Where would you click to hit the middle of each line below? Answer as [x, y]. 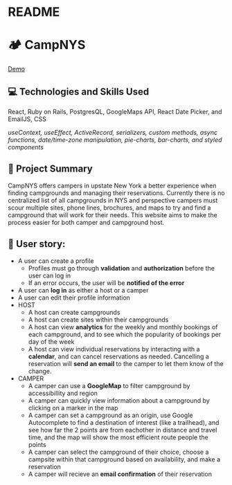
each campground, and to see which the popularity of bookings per [124, 334]
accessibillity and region [63, 393]
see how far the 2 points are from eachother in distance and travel [123, 430]
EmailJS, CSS [27, 119]
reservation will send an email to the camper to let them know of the [126, 363]
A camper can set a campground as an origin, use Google [110, 415]
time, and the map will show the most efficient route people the [118, 437]
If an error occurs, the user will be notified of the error [106, 283]
